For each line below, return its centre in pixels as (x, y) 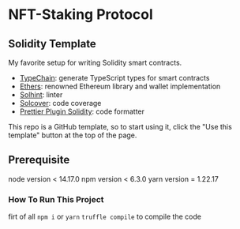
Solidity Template (52, 44)
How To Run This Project (56, 199)
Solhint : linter (41, 95)
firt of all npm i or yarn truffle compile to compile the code (105, 217)
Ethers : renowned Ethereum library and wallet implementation (120, 86)
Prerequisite (39, 160)
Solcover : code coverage (60, 103)
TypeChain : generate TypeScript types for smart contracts (114, 78)
